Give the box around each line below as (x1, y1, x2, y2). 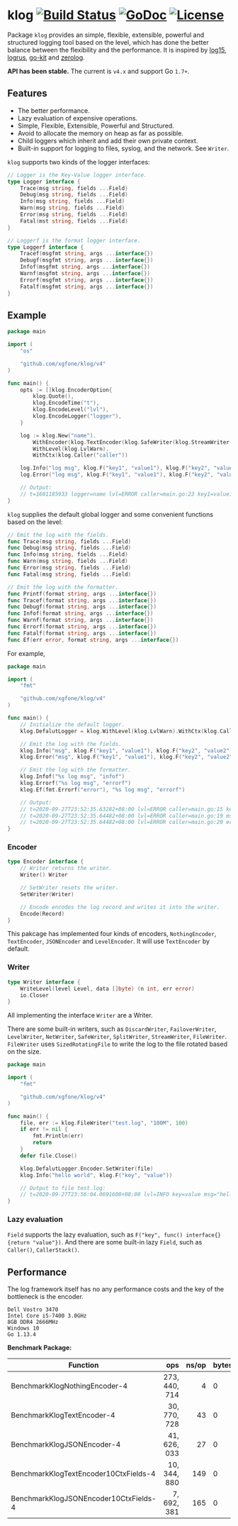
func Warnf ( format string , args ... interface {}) (7, 617, 154, 624)
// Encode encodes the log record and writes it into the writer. (20, 903, 220, 910)
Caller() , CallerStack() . (7, 1245, 80, 1254)
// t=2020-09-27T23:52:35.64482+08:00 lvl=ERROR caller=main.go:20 (20, 819, 223, 826)
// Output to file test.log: (20, 1184, 106, 1191)
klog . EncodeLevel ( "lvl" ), (33, 406, 110, 413)
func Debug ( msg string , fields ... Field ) (7, 545, 132, 552)
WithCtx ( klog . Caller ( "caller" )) (33, 452, 129, 459)
